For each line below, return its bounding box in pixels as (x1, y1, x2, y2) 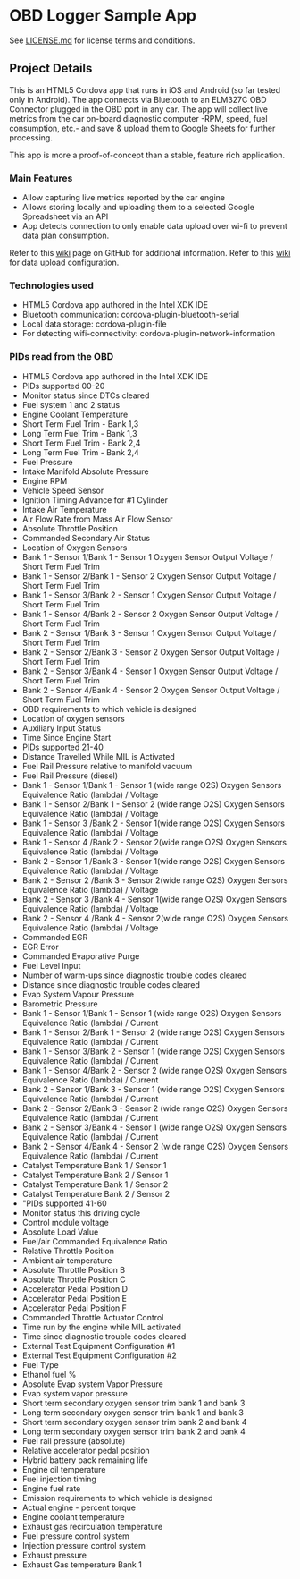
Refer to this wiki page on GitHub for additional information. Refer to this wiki (9, 248, 291, 259)
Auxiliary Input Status (21, 722, 101, 734)
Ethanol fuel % (21, 1369, 77, 1380)
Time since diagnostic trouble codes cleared (21, 1330, 187, 1342)
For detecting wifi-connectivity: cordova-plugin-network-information (21, 328, 276, 339)
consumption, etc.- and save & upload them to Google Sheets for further (9, 123, 276, 133)
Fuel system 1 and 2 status (21, 399, 121, 410)
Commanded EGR (21, 931, 88, 942)
